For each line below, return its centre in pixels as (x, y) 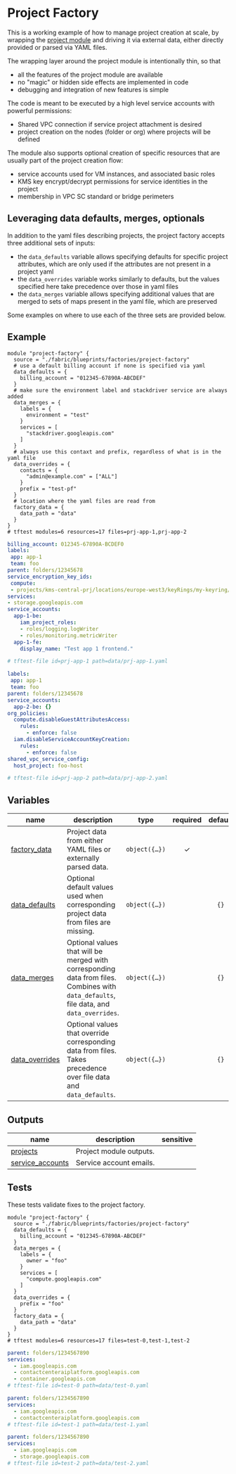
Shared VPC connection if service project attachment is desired (110, 124)
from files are (88, 923)
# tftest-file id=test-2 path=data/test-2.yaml (78, 1463)
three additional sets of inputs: (51, 243)
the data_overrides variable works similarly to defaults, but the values (118, 278)
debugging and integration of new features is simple (93, 89)
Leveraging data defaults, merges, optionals (106, 218)
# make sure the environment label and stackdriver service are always (121, 390)
